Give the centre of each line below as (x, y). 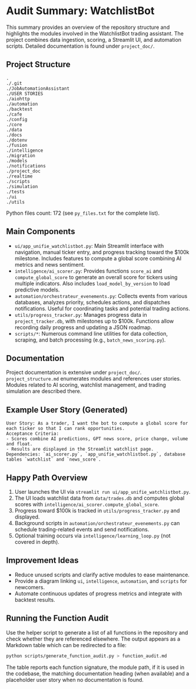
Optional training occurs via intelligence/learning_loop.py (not (92, 536)
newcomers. (30, 587)
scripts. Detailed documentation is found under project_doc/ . (80, 46)
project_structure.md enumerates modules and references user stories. (94, 379)
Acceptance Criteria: (33, 434)
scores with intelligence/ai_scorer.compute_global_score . (87, 504)
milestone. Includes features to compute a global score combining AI (98, 258)
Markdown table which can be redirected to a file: (66, 645)
